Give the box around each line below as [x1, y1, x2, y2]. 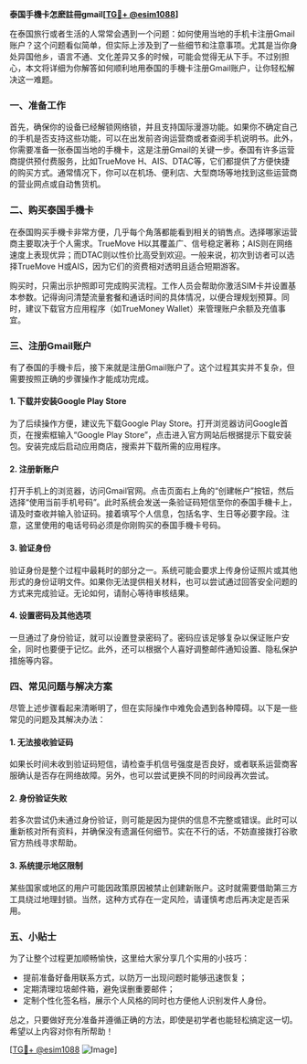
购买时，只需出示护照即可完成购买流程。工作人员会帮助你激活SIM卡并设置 [9, 280, 289, 291]
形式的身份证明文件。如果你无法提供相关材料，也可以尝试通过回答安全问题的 [9, 576, 298, 587]
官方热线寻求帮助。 [9, 837, 82, 848]
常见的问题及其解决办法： [9, 714, 106, 725]
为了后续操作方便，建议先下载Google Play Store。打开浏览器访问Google [9, 418, 281, 429]
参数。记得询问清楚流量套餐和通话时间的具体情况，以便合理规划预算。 [16, 292, 281, 303]
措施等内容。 [9, 654, 58, 665]
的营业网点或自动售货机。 [9, 178, 106, 190]
